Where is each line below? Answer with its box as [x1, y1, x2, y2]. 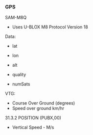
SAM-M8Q [5, 15, 27, 21]
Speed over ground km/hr [12, 106, 65, 111]
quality [12, 72, 26, 78]
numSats [12, 81, 30, 87]
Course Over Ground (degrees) [12, 100, 75, 106]
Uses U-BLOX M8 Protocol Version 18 [12, 24, 88, 30]
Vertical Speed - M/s [12, 124, 54, 131]
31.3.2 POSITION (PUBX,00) [5, 115, 61, 121]
